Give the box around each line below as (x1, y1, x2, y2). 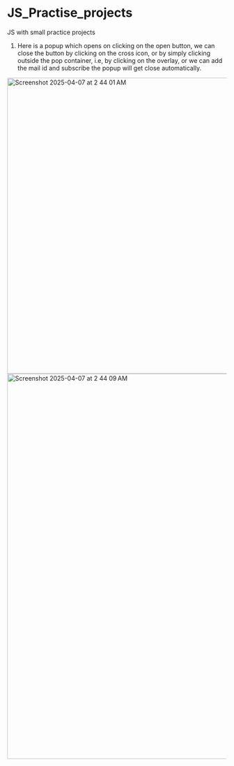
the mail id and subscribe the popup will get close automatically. (17, 64, 202, 72)
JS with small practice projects (7, 28, 95, 36)
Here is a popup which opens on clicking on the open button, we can (17, 41, 215, 50)
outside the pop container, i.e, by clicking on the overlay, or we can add (17, 56, 223, 64)
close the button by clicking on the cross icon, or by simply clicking (17, 49, 211, 57)
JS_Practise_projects (7, 5, 133, 21)
